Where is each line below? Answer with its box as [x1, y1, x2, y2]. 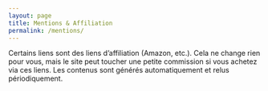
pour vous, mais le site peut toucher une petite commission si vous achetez [8, 57, 258, 66]
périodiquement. [8, 73, 63, 84]
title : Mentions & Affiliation [8, 19, 113, 27]
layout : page [8, 11, 52, 20]
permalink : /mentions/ [8, 26, 84, 34]
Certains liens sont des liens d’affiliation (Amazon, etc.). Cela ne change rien [8, 49, 261, 58]
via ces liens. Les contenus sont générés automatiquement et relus [8, 65, 230, 75]
